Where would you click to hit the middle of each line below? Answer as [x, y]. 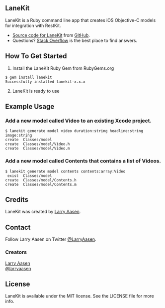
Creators [16, 252]
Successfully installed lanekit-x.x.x [45, 82]
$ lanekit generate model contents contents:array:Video [65, 171]
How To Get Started [36, 56]
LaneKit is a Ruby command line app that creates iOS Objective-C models [81, 20]
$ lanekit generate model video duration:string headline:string [74, 131]
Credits [17, 200]
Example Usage [30, 107]
